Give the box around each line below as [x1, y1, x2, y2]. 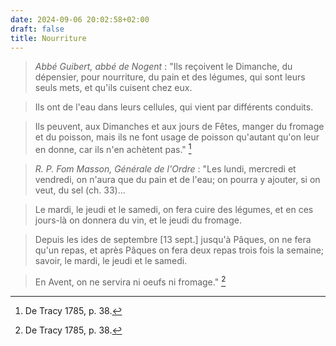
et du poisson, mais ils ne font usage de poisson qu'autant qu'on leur [34, 131, 320, 143]
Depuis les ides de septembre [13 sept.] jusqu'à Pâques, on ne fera [34, 234, 312, 246]
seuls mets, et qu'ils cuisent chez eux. [34, 82, 193, 94]
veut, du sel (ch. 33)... [34, 184, 126, 196]
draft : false [10, 24, 65, 34]
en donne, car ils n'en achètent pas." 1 [34, 142, 192, 156]
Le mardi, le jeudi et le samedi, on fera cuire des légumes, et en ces [34, 204, 314, 216]
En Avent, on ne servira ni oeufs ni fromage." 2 [34, 274, 227, 288]
